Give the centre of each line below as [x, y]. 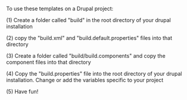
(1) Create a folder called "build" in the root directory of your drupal [89, 20]
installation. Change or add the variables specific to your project [85, 80]
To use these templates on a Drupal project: [60, 9]
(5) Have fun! [22, 91]
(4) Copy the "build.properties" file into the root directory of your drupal [94, 74]
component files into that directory [49, 62]
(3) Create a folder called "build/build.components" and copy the [86, 56]
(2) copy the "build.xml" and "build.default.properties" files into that [89, 38]
